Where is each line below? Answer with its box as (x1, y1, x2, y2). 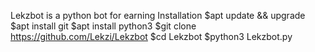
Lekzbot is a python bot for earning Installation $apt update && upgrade (10, 10, 306, 21)
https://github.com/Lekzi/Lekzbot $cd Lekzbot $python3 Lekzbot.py (10, 31, 293, 42)
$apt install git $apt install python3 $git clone (10, 20, 197, 32)
